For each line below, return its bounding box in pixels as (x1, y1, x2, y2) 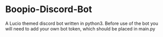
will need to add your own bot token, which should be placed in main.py (5, 25, 156, 31)
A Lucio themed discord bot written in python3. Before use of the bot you (5, 20, 158, 26)
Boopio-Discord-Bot (5, 4, 92, 15)
